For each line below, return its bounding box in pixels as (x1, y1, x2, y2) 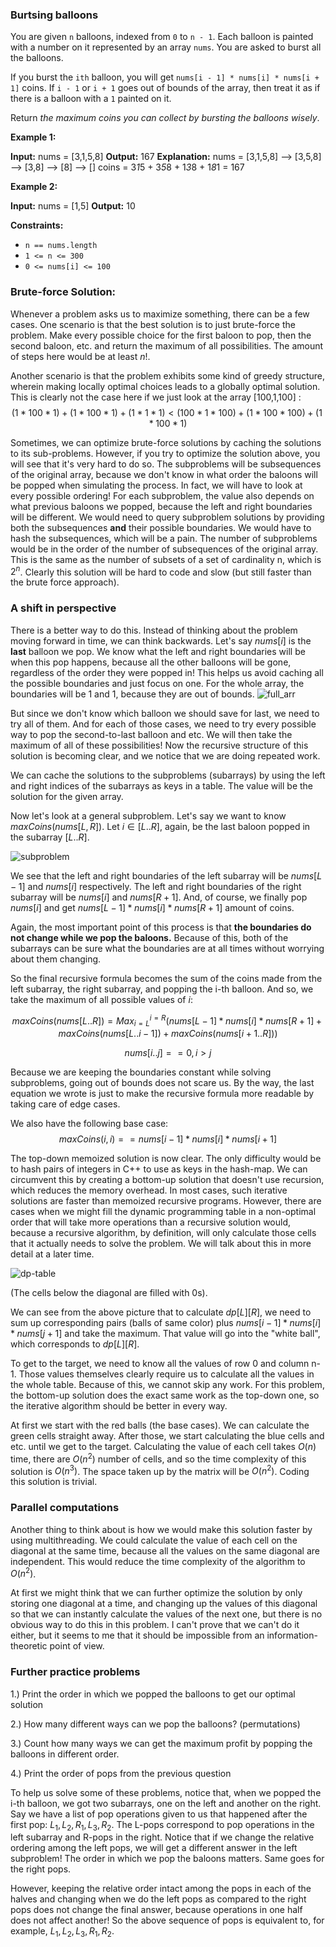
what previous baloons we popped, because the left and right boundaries (10, 500, 313, 512)
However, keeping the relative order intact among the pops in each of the (10, 1883, 312, 1895)
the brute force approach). (10, 576, 120, 588)
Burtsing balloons (10, 8, 99, 22)
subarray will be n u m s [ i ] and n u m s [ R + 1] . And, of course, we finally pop (10, 891, 308, 903)
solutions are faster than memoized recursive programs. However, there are (10, 1195, 322, 1207)
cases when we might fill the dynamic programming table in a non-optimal (10, 1206, 317, 1217)
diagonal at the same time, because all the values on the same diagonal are (10, 1544, 320, 1557)
